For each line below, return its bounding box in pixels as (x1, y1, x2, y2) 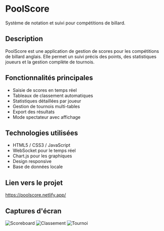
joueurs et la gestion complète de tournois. (5, 59, 95, 65)
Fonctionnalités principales (5, 74, 94, 82)
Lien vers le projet (5, 178, 63, 187)
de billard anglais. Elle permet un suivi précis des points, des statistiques (5, 53, 157, 59)
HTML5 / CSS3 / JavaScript (12, 142, 71, 148)
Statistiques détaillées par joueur (12, 97, 81, 104)
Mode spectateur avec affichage (12, 114, 81, 120)
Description (5, 35, 43, 43)
